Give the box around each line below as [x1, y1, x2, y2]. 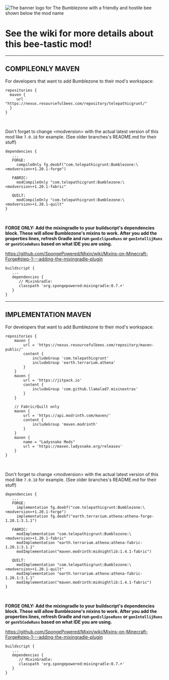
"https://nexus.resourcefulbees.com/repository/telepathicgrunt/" [5, 101, 147, 106]
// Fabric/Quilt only [14, 404, 59, 409]
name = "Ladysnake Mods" [23, 439, 75, 444]
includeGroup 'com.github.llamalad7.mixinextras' [32, 386, 138, 391]
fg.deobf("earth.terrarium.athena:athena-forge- [50, 514, 154, 519]
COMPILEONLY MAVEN [5, 64, 79, 73]
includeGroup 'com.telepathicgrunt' [32, 356, 109, 361]
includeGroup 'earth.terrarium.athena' [32, 360, 116, 365]
